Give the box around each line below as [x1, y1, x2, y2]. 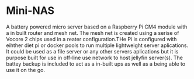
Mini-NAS [6, 4, 54, 17]
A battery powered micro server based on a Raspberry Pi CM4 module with [6, 23, 188, 30]
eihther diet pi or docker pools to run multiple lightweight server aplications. [6, 42, 189, 49]
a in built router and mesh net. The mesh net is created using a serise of [6, 29, 179, 36]
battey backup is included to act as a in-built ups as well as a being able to [6, 60, 186, 67]
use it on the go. [6, 66, 46, 73]
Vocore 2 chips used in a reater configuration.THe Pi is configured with [6, 35, 177, 42]
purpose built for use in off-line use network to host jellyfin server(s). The [6, 54, 183, 61]
